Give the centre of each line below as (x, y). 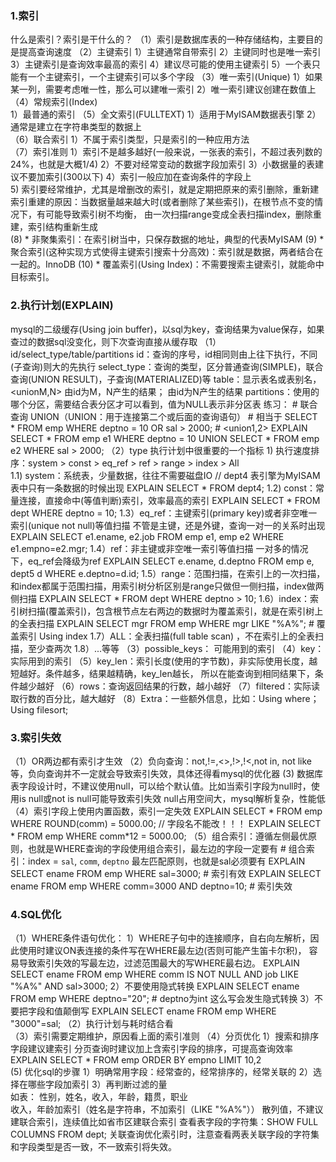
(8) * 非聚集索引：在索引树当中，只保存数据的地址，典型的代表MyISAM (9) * (167, 239)
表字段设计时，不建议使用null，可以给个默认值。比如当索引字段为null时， (161, 786)
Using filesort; (39, 709)
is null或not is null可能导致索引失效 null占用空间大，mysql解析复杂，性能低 (172, 798)
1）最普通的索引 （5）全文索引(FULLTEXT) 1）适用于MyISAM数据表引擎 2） (166, 114)
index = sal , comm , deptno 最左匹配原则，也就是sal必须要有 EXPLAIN (166, 861)
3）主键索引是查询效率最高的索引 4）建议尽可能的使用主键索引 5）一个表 (161, 64)
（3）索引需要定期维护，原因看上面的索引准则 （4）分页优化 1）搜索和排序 (165, 1036)
